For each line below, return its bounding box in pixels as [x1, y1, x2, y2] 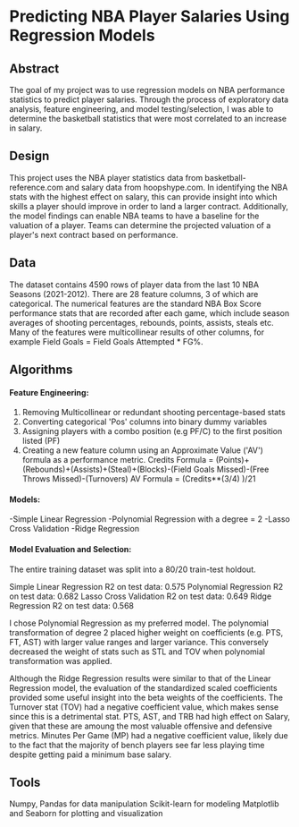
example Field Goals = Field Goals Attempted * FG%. [9, 336, 203, 346]
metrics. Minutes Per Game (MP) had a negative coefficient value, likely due [9, 729, 288, 740]
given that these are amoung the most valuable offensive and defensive [9, 720, 272, 731]
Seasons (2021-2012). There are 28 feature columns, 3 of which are [9, 288, 259, 299]
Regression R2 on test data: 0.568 [9, 600, 135, 610]
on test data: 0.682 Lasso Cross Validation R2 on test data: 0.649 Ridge [9, 591, 272, 601]
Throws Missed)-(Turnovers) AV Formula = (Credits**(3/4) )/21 [21, 473, 256, 484]
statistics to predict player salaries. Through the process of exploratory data [9, 94, 289, 105]
